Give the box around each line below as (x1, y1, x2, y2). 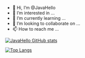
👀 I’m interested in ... (12, 10, 55, 16)
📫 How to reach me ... (12, 26, 59, 32)
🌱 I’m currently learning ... (12, 15, 66, 21)
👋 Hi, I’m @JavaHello (12, 5, 56, 10)
